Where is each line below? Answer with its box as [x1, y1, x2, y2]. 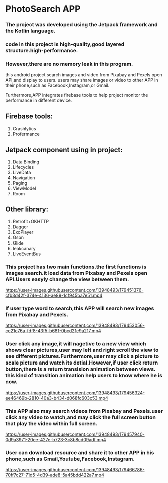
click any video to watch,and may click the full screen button [5, 414, 156, 421]
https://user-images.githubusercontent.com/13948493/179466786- [5, 467, 145, 473]
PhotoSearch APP [5, 3, 81, 15]
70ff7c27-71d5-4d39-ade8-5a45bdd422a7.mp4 [5, 472, 104, 478]
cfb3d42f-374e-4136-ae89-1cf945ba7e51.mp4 [5, 292, 103, 299]
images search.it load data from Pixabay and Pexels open [5, 269, 148, 276]
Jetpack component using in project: [5, 145, 123, 154]
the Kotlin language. [5, 27, 56, 34]
